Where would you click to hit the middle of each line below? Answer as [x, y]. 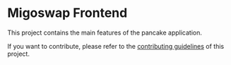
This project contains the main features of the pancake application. [105, 32]
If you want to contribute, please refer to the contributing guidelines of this [116, 46]
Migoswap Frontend [67, 13]
